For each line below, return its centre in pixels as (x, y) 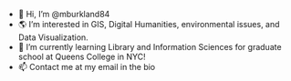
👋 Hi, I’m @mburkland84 (64, 14)
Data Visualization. (53, 37)
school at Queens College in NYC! (82, 56)
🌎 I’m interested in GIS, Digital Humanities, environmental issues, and (149, 24)
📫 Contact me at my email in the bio (87, 67)
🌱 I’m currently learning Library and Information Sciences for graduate (150, 47)
